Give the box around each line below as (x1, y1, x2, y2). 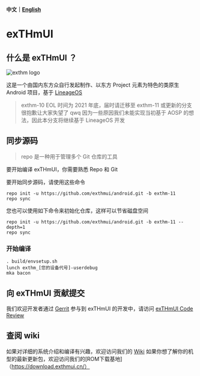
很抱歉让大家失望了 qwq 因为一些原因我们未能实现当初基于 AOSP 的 (20, 109, 189, 116)
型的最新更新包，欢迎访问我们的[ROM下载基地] (6, 355, 123, 362)
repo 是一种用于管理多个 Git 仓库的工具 (20, 153, 118, 160)
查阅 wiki (6, 330, 40, 341)
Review (6, 312, 25, 319)
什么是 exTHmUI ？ (6, 52, 77, 62)
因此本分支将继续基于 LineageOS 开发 (31, 117, 125, 124)
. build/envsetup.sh (6, 258, 58, 265)
